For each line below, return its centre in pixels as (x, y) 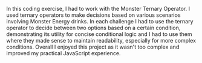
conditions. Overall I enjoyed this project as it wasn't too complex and (93, 47)
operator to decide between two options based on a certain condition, (93, 28)
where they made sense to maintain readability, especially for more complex (101, 40)
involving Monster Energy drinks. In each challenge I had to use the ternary (100, 21)
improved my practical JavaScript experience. (64, 53)
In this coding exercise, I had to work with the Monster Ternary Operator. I (98, 9)
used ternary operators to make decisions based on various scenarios (93, 15)
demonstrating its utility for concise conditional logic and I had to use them (99, 34)
